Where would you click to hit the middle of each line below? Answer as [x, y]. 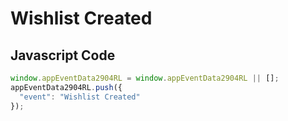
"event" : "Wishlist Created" [80, 97]
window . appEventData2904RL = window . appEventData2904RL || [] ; [145, 78]
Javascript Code [63, 55]
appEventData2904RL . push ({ [66, 87]
